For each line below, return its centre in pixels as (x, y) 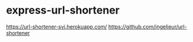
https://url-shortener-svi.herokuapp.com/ (57, 27)
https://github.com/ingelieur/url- (148, 27)
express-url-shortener (63, 10)
